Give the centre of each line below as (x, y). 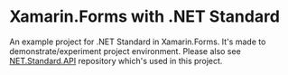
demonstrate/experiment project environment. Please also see (125, 51)
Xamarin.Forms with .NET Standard (144, 17)
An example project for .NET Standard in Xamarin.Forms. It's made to (138, 42)
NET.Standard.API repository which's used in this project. (116, 61)
